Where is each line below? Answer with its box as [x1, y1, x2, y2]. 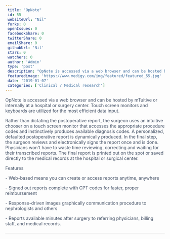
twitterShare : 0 [7, 36, 42, 41]
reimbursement [5, 190, 37, 196]
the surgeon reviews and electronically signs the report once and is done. [5, 139, 159, 145]
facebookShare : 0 [7, 31, 44, 36]
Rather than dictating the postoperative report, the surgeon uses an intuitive [5, 117, 163, 123]
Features [5, 165, 24, 171]
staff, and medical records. [5, 220, 61, 226]
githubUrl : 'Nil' [7, 45, 44, 50]
